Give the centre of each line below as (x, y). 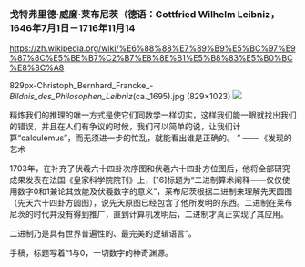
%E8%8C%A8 (37, 68)
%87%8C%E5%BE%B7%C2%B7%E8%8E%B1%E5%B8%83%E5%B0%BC (151, 58)
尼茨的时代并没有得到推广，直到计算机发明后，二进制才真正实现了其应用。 (149, 214)
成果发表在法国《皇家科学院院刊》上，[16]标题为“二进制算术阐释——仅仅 (146, 180)
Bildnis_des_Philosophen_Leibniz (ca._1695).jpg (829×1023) (120, 97)
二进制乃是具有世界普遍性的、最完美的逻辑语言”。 (103, 233)
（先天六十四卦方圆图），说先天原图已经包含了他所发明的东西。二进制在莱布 (151, 203)
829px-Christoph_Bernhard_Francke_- (81, 86)
